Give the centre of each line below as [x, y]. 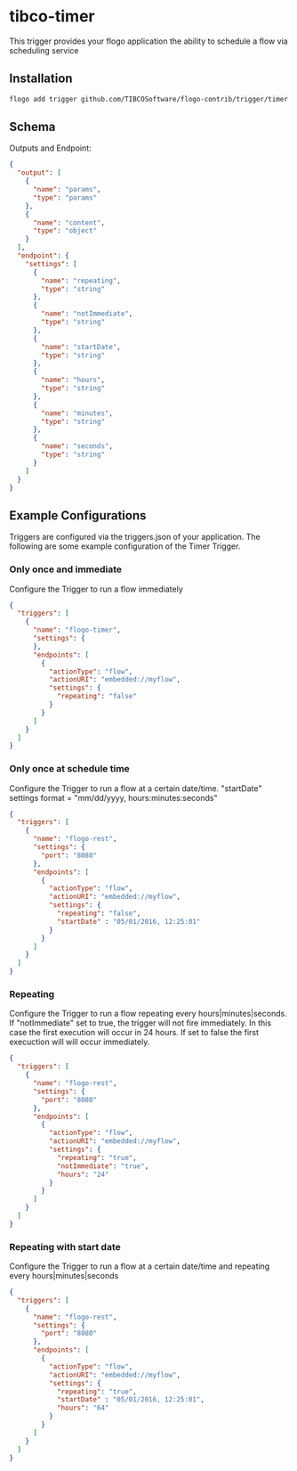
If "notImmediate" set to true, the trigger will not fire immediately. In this [140, 1023]
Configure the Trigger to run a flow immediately [96, 589]
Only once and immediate [66, 569]
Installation [41, 79]
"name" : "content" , [68, 223]
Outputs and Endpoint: [50, 148]
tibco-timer [52, 16]
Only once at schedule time [70, 769]
